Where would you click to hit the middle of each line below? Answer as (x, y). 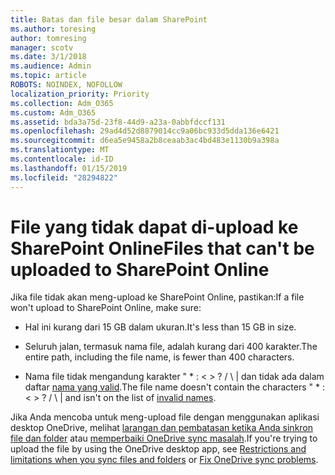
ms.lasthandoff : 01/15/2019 (69, 168)
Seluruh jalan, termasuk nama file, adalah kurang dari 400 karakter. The (171, 347)
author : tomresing (48, 38)
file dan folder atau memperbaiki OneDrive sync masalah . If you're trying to (164, 438)
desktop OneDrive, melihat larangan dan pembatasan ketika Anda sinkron (162, 428)
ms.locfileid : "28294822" (64, 177)
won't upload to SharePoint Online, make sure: (106, 308)
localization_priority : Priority (80, 94)
